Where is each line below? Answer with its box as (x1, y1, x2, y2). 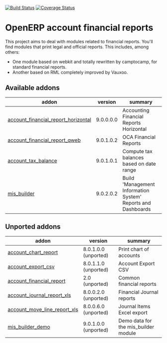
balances (122, 154, 144, 161)
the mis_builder (118, 323, 155, 330)
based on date (122, 160, 156, 167)
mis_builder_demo (7, 323, 51, 330)
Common (118, 274, 140, 281)
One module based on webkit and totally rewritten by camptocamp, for (12, 59, 158, 65)
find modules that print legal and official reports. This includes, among (5, 44, 149, 50)
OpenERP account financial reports (5, 22, 154, 33)
